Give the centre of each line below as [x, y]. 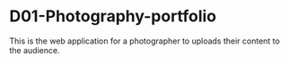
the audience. [35, 50]
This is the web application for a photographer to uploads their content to [144, 41]
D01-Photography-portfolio [113, 16]
